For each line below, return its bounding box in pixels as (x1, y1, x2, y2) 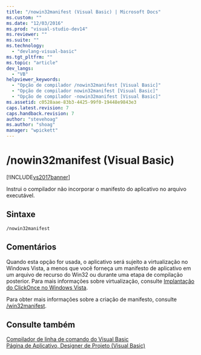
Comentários (6, 242, 57, 252)
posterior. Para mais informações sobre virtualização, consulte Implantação (6, 277, 195, 285)
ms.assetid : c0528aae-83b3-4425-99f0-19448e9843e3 (6, 99, 137, 105)
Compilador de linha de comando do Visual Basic (6, 336, 129, 343)
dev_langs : (6, 65, 34, 72)
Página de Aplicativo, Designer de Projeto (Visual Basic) (6, 342, 145, 350)
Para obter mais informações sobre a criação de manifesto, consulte (6, 296, 177, 303)
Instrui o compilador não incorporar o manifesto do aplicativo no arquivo (6, 185, 186, 192)
